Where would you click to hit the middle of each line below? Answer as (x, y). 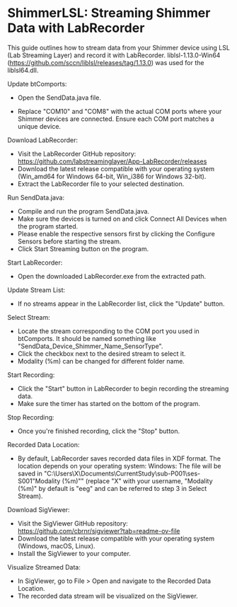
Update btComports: (37, 83)
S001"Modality (39, 481)
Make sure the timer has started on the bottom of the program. (109, 403)
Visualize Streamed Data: (44, 567)
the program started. (48, 226)
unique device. (39, 126)
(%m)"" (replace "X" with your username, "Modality (138, 481)
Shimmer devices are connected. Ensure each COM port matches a (116, 119)
